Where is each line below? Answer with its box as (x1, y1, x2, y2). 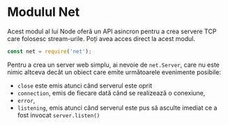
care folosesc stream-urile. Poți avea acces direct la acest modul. (7, 34, 196, 42)
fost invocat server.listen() (17, 110, 100, 119)
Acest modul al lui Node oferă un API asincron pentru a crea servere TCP (7, 27, 217, 35)
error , (17, 96, 36, 104)
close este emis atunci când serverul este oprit (17, 81, 152, 90)
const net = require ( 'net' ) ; (7, 48, 92, 55)
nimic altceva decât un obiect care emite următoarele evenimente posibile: (7, 67, 222, 76)
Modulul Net (7, 4, 80, 20)
